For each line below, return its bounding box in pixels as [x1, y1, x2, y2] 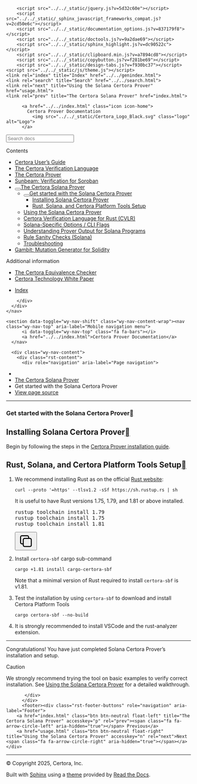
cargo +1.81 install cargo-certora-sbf [14, 566, 113, 572]
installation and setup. [6, 652, 60, 659]
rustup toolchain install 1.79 [14, 509, 105, 515]
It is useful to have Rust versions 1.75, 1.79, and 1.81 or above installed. [14, 497, 185, 504]
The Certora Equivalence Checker [14, 269, 97, 276]
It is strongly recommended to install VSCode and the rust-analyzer [14, 622, 178, 629]
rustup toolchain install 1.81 [14, 520, 105, 527]
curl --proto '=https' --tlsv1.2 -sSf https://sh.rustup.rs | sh [14, 487, 178, 493]
